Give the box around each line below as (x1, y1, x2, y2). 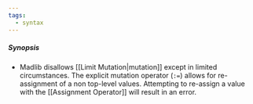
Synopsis (8, 43, 40, 52)
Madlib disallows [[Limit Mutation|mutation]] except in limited (19, 63, 218, 72)
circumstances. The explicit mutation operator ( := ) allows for (19, 71, 217, 81)
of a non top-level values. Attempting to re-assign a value (58, 79, 245, 88)
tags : (8, 11, 26, 20)
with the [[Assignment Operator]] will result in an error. (19, 88, 197, 97)
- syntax (15, 19, 44, 27)
